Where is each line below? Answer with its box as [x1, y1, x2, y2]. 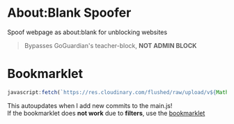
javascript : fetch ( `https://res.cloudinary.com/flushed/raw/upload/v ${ [7, 88, 217, 95]
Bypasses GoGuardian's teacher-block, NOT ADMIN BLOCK [24, 41, 197, 49]
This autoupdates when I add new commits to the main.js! [7, 101, 173, 109]
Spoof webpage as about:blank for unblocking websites [7, 28, 168, 36]
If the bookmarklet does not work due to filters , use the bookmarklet [7, 109, 205, 117]
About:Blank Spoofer [7, 5, 132, 21]
